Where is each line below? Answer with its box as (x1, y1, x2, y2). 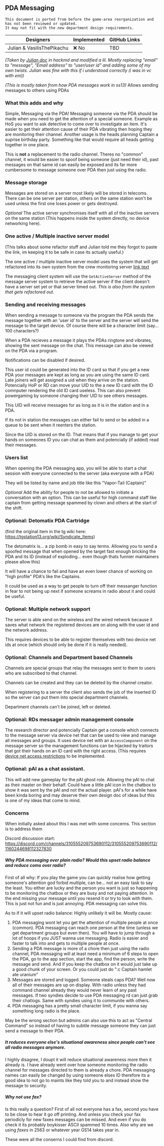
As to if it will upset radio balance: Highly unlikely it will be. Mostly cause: (5, 910, 152, 916)
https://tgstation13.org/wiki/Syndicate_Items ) (5, 534, 95, 539)
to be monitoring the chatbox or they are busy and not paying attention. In (5, 890, 154, 896)
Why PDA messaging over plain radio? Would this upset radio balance (5, 857, 150, 863)
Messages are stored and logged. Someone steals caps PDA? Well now (12, 977, 156, 983)
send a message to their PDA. (5, 1028, 65, 1034)
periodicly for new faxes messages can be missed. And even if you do (5, 1116, 146, 1123)
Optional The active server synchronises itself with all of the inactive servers (5, 210, 159, 216)
